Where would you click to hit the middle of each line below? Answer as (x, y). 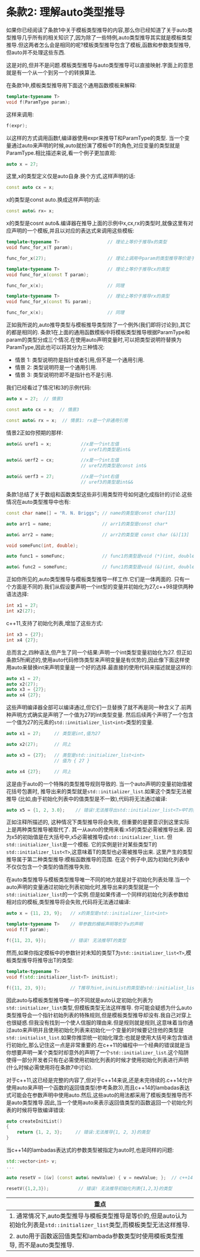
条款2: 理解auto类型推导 (65, 12)
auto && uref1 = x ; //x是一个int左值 (62, 444)
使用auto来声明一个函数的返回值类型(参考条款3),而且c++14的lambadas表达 (98, 1087)
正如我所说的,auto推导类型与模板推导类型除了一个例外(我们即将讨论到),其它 (99, 325)
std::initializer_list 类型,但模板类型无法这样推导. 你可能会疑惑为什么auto (99, 1007)
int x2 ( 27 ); (21, 611)
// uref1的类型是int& (106, 449)
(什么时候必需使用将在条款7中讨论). (50, 1067)
